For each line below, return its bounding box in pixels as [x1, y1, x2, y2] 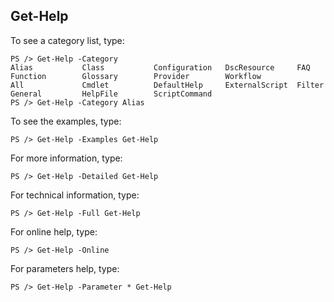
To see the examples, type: [10, 115, 122, 127]
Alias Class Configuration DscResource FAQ [10, 62, 311, 73]
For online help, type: [10, 225, 98, 238]
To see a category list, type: [10, 34, 125, 46]
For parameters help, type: [10, 262, 120, 274]
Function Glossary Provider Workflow [10, 71, 262, 81]
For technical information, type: [10, 189, 140, 201]
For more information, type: [10, 152, 123, 164]
